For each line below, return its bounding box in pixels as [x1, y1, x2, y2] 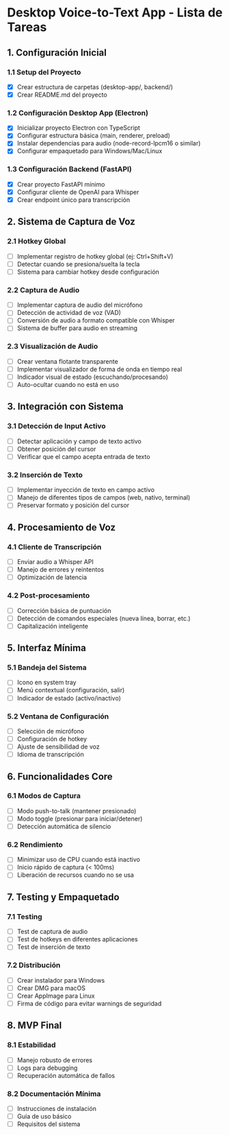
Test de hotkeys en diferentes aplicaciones [16, 935, 138, 944]
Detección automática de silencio [16, 822, 111, 830]
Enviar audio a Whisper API [16, 558, 94, 566]
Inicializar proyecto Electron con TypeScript [16, 124, 140, 132]
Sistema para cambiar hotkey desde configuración [16, 268, 159, 276]
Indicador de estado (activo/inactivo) [16, 694, 121, 702]
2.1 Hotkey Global [7, 237, 66, 246]
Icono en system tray [16, 678, 77, 687]
